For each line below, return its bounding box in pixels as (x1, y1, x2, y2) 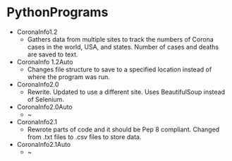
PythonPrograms (6, 4, 109, 20)
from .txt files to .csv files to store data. (27, 132, 142, 141)
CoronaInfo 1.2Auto (16, 57, 73, 66)
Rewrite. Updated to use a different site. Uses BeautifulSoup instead (27, 88, 226, 96)
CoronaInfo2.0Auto (16, 102, 73, 111)
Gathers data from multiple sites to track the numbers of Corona (27, 35, 214, 43)
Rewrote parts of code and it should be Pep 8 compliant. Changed (27, 125, 220, 133)
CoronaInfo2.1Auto (16, 140, 71, 148)
